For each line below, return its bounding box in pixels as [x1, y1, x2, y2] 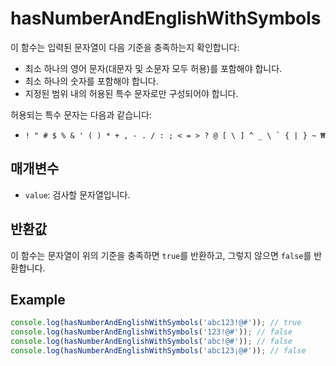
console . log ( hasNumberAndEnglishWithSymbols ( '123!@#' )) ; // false [10, 327, 293, 337]
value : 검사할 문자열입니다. [24, 188, 131, 201]
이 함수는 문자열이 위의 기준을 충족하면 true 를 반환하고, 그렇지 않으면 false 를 [10, 249, 312, 261]
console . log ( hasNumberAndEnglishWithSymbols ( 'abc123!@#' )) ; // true [10, 318, 302, 328]
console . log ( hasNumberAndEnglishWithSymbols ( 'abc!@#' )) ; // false [10, 337, 293, 347]
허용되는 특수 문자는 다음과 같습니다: [10, 108, 152, 121]
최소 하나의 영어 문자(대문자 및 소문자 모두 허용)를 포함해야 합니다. [24, 62, 283, 74]
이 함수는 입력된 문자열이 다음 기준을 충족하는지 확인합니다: [10, 41, 240, 53]
